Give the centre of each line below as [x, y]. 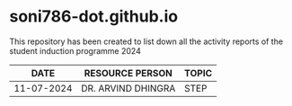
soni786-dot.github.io [93, 17]
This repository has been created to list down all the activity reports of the [146, 41]
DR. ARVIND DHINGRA [128, 88]
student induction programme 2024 [75, 50]
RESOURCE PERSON [128, 73]
